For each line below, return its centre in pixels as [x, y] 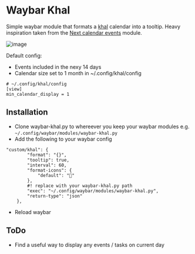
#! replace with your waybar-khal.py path [80, 186]
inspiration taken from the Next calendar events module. [74, 32]
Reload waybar [33, 212]
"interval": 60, [47, 165]
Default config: [24, 55]
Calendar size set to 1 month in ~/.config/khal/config [78, 73]
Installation [27, 112]
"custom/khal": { [27, 150]
